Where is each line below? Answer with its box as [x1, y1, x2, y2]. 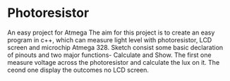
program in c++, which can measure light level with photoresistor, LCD [7, 35, 212, 44]
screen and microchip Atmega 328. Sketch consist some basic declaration [7, 43, 224, 51]
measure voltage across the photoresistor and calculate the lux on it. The [7, 58, 220, 66]
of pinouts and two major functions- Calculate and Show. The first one [7, 51, 212, 59]
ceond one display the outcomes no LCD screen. [7, 66, 150, 74]
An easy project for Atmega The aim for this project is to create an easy [7, 28, 215, 37]
